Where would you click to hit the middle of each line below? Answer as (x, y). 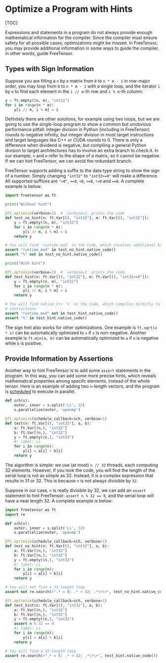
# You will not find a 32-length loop (45, 587)
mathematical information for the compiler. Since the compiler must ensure (81, 38)
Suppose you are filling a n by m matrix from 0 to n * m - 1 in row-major (78, 81)
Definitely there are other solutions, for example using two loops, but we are (82, 119)
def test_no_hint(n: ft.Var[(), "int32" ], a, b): (57, 546)
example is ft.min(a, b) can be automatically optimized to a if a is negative (82, 338)
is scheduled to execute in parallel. (41, 392)
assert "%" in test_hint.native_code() (46, 318)
